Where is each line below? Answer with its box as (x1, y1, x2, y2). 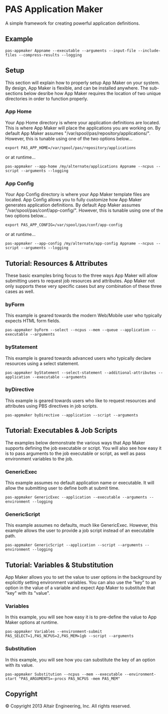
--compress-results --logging (18, 52, 82, 57)
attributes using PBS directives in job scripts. (5, 403, 98, 409)
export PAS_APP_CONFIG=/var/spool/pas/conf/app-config (5, 222, 123, 227)
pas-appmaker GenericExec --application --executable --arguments (5, 495, 147, 500)
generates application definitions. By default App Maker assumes (5, 202, 141, 208)
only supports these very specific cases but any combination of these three (5, 283, 162, 289)
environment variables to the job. (5, 455, 74, 461)
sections (5, 90, 23, 96)
